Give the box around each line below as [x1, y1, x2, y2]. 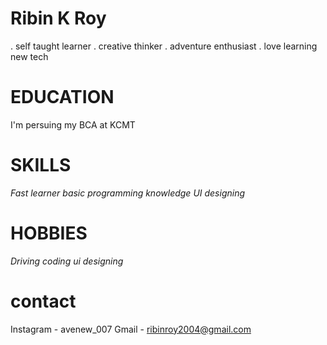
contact [10, 290, 77, 312]
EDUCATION [10, 86, 115, 109]
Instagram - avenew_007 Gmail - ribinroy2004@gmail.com [10, 323, 252, 335]
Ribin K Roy [10, 7, 107, 30]
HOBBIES [10, 222, 88, 244]
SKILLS [10, 154, 72, 177]
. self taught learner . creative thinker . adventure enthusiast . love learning [10, 40, 318, 52]
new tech [10, 50, 49, 62]
